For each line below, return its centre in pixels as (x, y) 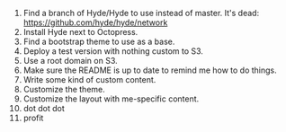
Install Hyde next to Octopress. (80, 32)
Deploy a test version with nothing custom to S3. (113, 51)
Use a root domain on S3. (70, 61)
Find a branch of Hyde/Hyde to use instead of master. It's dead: (141, 13)
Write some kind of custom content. (89, 79)
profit (33, 118)
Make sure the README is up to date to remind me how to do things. (150, 70)
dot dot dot (44, 108)
